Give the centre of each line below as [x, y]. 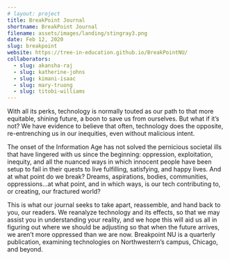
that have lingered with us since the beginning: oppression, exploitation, [110, 155]
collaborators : [29, 59]
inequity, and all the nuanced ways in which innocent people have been [109, 162]
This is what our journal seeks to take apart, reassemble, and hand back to [114, 205]
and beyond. [25, 250]
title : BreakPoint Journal [46, 20]
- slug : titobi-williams [49, 91]
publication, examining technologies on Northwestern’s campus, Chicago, [113, 242]
